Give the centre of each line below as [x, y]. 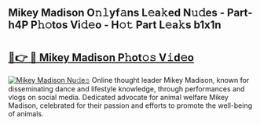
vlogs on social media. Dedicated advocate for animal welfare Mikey [119, 97]
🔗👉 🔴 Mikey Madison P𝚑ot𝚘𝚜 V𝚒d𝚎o [101, 57]
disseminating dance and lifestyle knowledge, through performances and [126, 89]
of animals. [26, 114]
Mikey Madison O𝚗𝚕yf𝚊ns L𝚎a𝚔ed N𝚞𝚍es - [117, 13]
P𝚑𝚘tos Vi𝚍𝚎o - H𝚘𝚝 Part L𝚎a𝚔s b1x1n [126, 25]
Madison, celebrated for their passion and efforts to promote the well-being [130, 105]
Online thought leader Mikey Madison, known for [170, 80]
